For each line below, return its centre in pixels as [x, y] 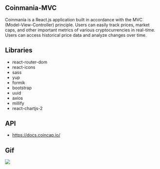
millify [18, 103]
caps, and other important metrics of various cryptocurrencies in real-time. [80, 30]
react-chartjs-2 [27, 108]
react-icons [24, 67]
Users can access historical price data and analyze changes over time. [76, 35]
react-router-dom [30, 62]
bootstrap [22, 88]
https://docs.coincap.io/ [36, 135]
